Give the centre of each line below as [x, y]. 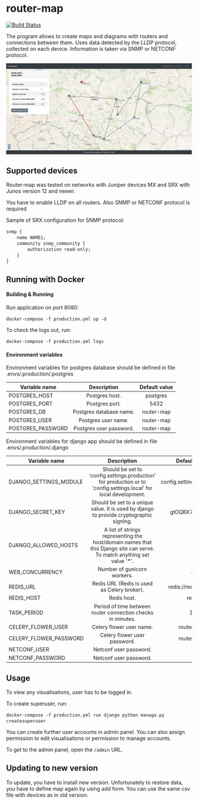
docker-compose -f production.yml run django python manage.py [85, 715]
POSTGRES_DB [27, 412]
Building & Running [30, 294]
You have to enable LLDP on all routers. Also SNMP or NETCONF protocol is [98, 203]
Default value [156, 387]
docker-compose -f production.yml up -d [57, 319]
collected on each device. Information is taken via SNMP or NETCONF [91, 48]
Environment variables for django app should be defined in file [82, 442]
